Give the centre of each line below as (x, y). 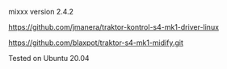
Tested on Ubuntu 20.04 (49, 58)
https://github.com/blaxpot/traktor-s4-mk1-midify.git (96, 43)
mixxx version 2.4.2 (41, 12)
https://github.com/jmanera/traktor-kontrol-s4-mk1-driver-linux (114, 27)
